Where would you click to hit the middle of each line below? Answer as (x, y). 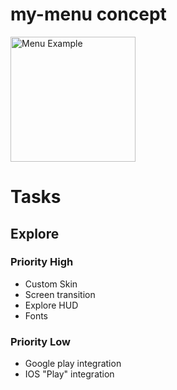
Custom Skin (51, 284)
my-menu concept (88, 14)
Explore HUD (51, 305)
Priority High (42, 262)
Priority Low (41, 341)
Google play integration (73, 364)
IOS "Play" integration (69, 374)
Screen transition (60, 294)
